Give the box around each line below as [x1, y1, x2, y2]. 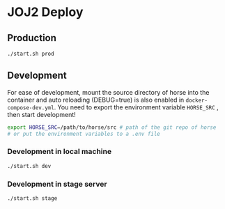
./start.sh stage [7, 194, 58, 202]
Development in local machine [7, 147, 112, 157]
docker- [185, 97, 208, 104]
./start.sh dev [7, 162, 52, 169]
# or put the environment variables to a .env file [7, 130, 160, 137]
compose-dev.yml [7, 104, 54, 111]
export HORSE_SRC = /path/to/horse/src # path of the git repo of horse [7, 123, 217, 131]
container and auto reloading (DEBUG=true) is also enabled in [7, 95, 185, 104]
